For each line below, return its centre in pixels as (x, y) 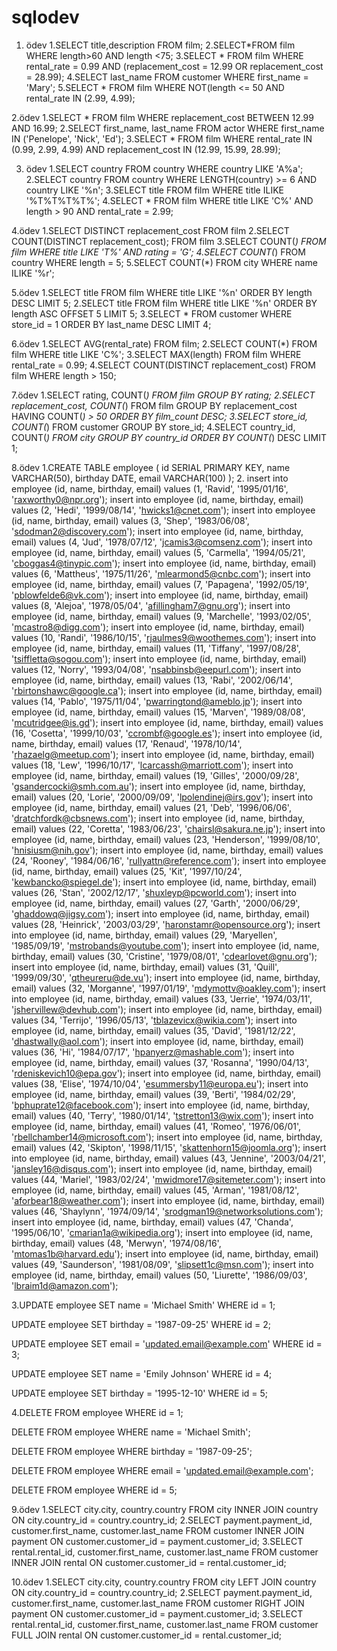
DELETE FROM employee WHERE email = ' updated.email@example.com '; (162, 1470)
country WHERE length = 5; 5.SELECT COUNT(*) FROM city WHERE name (164, 262)
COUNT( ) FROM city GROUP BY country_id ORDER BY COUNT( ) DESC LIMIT (169, 437)
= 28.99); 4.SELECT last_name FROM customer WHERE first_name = (167, 77)
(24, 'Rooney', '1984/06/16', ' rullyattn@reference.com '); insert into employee (169, 860)
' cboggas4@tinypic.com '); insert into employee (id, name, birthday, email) (164, 563)
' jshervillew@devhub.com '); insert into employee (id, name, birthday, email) (167, 1009)
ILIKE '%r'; (33, 273)
